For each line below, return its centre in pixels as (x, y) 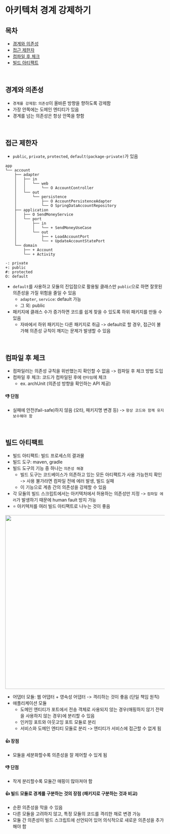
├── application (32, 210)
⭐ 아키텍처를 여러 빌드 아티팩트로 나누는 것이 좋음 (61, 506)
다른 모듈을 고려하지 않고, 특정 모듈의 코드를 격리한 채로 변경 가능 (76, 814)
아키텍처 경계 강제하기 (48, 10)
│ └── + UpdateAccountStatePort (60, 241)
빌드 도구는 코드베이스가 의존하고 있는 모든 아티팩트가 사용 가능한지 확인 (91, 475)
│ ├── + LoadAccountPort (52, 236)
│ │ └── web (32, 183)
